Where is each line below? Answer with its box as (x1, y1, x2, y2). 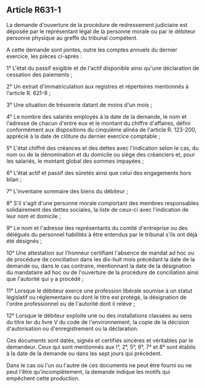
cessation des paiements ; (6, 70, 73, 78)
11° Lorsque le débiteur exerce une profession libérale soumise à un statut (6, 287, 193, 294)
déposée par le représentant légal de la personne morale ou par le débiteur (6, 28, 196, 35)
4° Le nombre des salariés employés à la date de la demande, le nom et (6, 113, 187, 120)
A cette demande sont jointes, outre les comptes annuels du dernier (6, 46, 177, 53)
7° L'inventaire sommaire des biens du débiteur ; (6, 187, 129, 195)
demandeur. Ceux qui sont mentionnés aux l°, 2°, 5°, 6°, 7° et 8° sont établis (6, 343, 196, 351)
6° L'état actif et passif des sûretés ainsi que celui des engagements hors (6, 169, 192, 176)
